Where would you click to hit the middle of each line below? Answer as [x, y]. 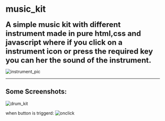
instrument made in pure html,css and [73, 33]
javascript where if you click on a [64, 42]
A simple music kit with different [63, 24]
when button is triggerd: [30, 113]
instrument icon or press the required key [79, 51]
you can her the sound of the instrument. [78, 60]
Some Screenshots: [36, 92]
